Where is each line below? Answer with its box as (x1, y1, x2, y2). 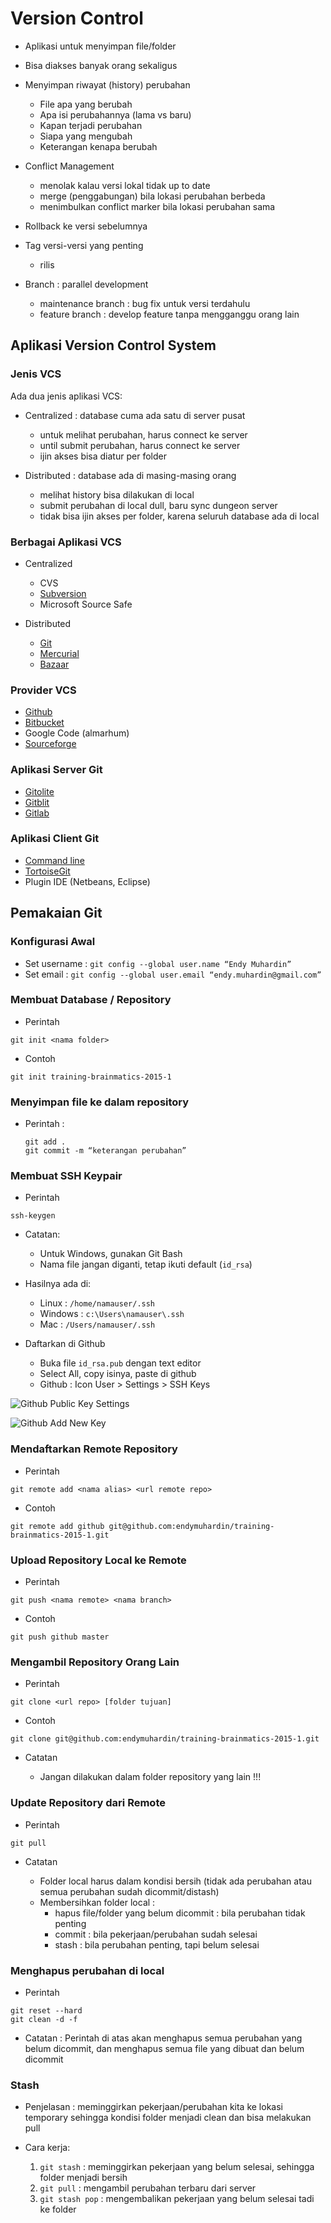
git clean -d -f (10, 2014, 78, 2024)
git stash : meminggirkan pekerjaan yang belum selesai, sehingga (39, 2161, 315, 2173)
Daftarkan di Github (24, 1338, 106, 1350)
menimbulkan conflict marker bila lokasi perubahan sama (39, 200, 276, 212)
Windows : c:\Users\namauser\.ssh (39, 1308, 185, 1320)
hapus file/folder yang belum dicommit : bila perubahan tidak (54, 1907, 306, 1919)
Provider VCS (10, 683, 77, 697)
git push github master (10, 1632, 110, 1642)
